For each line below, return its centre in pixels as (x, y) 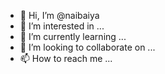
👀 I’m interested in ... (62, 26)
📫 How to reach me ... (66, 58)
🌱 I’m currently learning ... (73, 36)
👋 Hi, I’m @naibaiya (59, 15)
